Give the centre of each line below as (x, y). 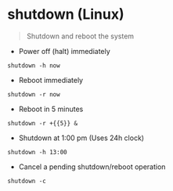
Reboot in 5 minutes (51, 109)
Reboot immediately (51, 80)
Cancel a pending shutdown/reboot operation (92, 167)
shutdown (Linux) (66, 14)
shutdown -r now (34, 94)
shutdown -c (27, 181)
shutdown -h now (34, 65)
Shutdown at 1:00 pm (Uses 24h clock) (81, 138)
